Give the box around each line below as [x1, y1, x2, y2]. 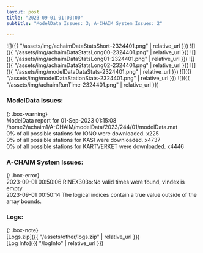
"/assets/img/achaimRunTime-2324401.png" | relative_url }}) [6, 81, 159, 88]
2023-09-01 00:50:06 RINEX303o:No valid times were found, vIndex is [6, 178, 185, 185]
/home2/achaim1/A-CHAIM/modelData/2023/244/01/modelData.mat [6, 123, 178, 130]
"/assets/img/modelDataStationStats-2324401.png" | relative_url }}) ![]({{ [6, 74, 190, 82]
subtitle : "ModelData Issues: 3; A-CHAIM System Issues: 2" [6, 20, 163, 26]
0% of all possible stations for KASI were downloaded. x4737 [6, 136, 161, 143]
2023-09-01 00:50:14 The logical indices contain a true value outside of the [6, 191, 197, 198]
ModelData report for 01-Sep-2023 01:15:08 [6, 116, 117, 124]
